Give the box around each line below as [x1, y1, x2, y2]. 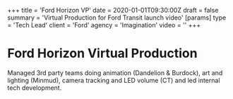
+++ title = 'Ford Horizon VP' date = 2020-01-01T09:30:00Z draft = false [7, 6, 219, 14]
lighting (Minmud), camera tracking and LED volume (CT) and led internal [7, 76, 220, 84]
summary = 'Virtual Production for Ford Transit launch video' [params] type [7, 13, 227, 22]
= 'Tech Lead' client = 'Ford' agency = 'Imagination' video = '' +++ [7, 21, 201, 29]
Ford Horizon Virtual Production [7, 46, 198, 62]
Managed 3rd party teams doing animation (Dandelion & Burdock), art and [7, 68, 223, 77]
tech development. [7, 84, 62, 92]
